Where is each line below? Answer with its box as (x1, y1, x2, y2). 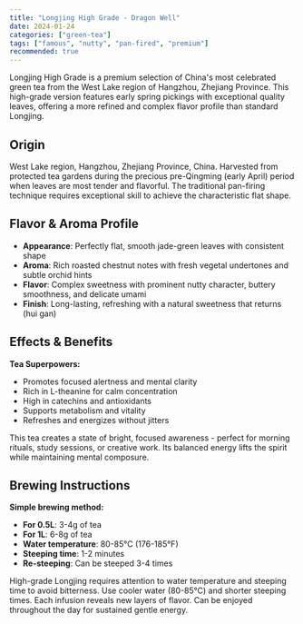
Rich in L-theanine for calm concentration (22, 385, 179, 396)
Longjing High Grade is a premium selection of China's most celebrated (9, 72, 277, 83)
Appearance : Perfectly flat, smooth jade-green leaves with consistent (22, 240, 284, 251)
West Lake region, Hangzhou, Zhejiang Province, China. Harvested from (9, 161, 279, 172)
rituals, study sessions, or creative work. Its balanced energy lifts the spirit (9, 441, 288, 452)
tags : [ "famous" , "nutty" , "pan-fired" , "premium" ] (9, 38, 209, 48)
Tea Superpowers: (9, 358, 81, 369)
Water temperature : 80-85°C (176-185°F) (22, 539, 179, 550)
